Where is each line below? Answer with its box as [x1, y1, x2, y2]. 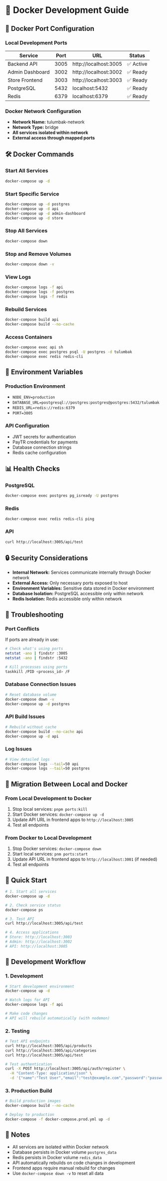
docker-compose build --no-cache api [5, 729, 83, 734]
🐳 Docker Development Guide [5, 4, 129, 16]
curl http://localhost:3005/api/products [5, 1043, 92, 1048]
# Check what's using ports [5, 646, 64, 651]
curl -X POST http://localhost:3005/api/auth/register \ [5, 1066, 126, 1072]
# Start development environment [5, 984, 75, 989]
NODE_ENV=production [12, 395, 55, 400]
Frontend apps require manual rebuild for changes [12, 1165, 115, 1171]
